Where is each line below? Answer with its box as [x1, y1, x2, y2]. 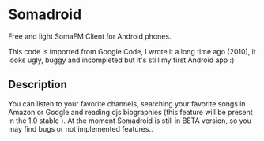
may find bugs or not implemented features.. [8, 124, 153, 133]
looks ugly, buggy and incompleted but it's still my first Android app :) [8, 55, 235, 65]
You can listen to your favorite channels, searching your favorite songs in [8, 98, 247, 108]
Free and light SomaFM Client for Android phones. [8, 32, 172, 41]
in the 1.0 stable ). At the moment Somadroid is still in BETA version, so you [8, 116, 251, 125]
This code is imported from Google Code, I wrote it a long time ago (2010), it [8, 46, 257, 56]
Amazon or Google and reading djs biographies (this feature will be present [8, 107, 253, 117]
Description [8, 78, 67, 91]
